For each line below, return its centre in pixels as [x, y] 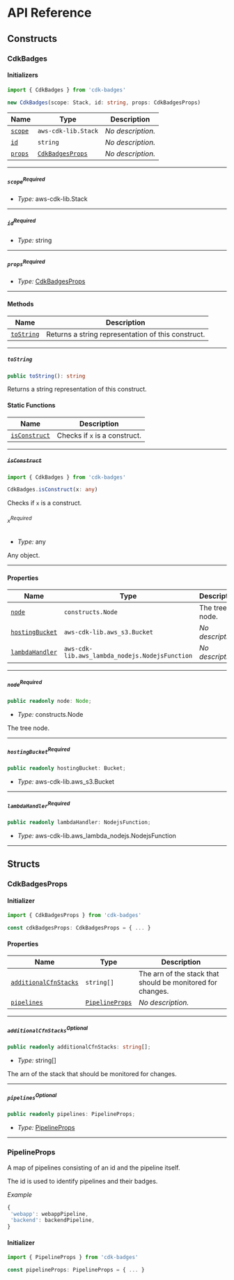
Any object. [24, 556]
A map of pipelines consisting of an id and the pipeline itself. [94, 1168]
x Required [20, 519]
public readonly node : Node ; [49, 701]
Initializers [23, 75]
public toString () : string [46, 376]
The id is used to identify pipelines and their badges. [83, 1181]
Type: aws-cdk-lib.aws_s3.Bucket [66, 782]
